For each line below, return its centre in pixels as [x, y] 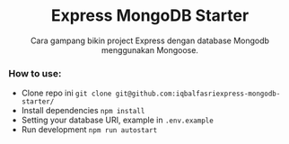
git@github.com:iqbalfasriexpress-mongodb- [198, 94]
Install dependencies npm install [83, 111]
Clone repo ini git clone [66, 93]
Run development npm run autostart [89, 130]
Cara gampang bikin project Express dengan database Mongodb [150, 40]
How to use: [35, 73]
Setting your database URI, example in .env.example [118, 120]
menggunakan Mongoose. [150, 49]
